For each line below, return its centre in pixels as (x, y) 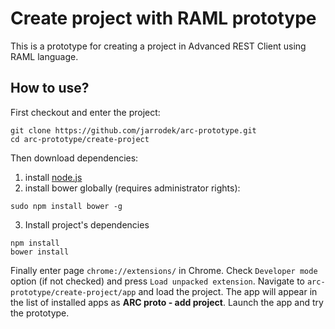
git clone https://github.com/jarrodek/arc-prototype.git (133, 130)
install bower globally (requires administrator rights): (132, 188)
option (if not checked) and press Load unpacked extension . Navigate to (157, 281)
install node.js (53, 177)
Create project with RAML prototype (163, 18)
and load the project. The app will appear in (228, 291)
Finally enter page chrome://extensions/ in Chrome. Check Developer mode (164, 270)
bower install (40, 252)
